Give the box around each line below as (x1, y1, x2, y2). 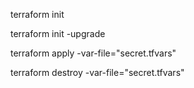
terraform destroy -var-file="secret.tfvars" (10, 67, 185, 78)
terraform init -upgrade (10, 28, 106, 39)
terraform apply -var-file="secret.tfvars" (10, 47, 177, 59)
